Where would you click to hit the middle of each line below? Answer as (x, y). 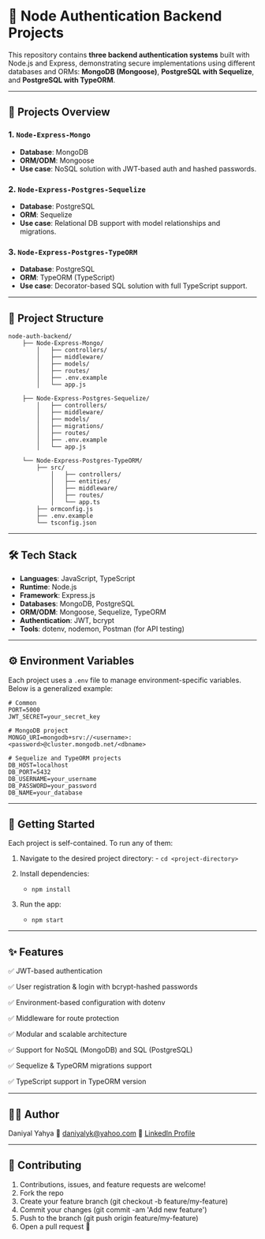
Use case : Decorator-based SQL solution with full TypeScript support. (133, 286)
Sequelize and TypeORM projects (69, 758)
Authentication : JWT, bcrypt (67, 620)
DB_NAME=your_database (45, 793)
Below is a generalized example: (60, 688)
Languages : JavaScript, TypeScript (77, 578)
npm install (51, 890)
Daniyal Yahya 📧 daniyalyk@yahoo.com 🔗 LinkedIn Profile (102, 1133)
